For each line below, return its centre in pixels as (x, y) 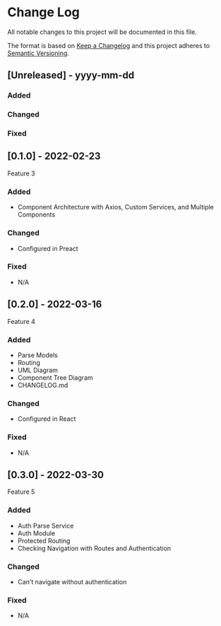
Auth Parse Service (46, 526)
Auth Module (36, 533)
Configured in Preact (48, 248)
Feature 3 (21, 173)
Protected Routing (44, 540)
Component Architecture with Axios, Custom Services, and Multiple (115, 207)
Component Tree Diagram (55, 377)
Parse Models (37, 355)
